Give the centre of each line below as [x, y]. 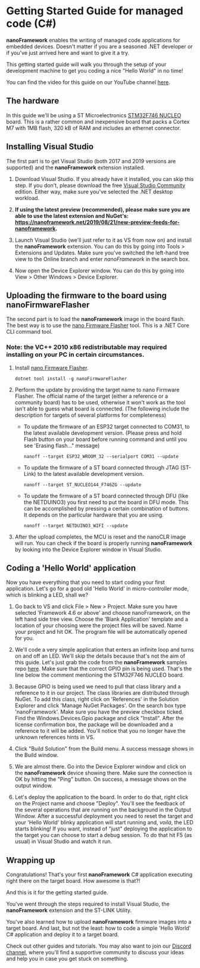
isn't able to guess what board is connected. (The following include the [102, 409]
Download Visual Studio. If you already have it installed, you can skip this [104, 179]
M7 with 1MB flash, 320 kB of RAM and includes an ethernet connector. [94, 128]
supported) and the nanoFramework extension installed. [76, 167]
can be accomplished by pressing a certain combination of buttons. [106, 508]
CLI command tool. [29, 332]
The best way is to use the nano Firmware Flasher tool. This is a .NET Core [98, 325]
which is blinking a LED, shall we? [47, 595]
